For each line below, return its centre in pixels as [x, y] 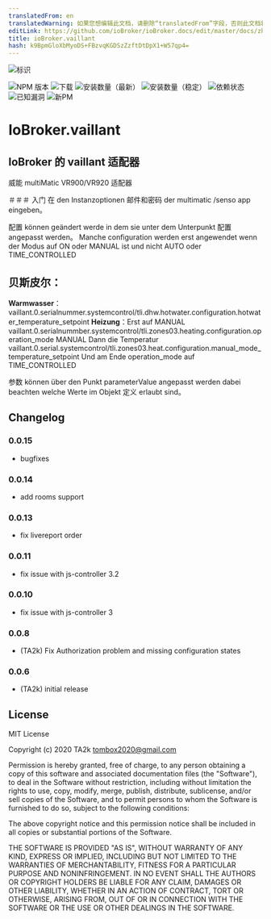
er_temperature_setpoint [49, 322]
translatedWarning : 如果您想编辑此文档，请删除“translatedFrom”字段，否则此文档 [135, 23]
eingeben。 [27, 210]
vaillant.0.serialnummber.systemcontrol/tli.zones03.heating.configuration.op [135, 331]
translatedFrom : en [41, 16]
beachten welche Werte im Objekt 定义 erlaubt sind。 [97, 391]
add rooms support [52, 496]
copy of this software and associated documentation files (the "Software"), [133, 774]
